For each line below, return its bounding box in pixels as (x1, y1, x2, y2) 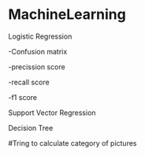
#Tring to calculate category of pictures (8, 138, 137, 147)
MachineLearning (8, 6, 126, 24)
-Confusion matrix (8, 46, 68, 56)
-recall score (8, 77, 50, 87)
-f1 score (8, 92, 38, 102)
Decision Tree (8, 123, 54, 132)
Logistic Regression (8, 32, 72, 41)
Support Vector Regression (8, 108, 96, 117)
